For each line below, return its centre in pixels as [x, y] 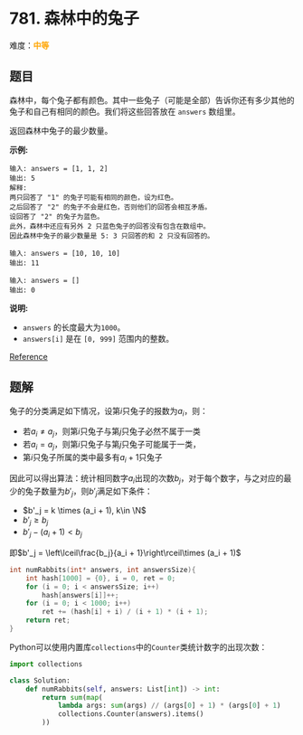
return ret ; [48, 620]
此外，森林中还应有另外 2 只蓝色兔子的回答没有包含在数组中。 [110, 226]
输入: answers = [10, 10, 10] [65, 253]
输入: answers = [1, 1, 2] [59, 168]
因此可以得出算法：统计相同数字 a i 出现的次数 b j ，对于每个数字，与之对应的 [147, 479]
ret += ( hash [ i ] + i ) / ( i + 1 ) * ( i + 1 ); [125, 612]
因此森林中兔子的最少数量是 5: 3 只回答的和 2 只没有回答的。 [112, 236]
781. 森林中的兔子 [75, 19]
